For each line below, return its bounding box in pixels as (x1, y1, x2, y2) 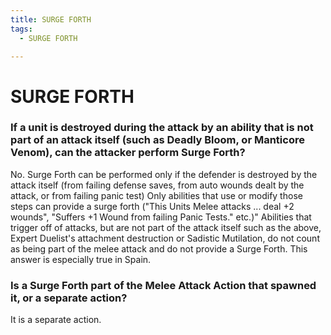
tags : (10, 24, 33, 34)
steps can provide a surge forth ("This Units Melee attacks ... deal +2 (10, 200, 295, 212)
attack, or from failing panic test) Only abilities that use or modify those (10, 189, 303, 201)
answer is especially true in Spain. (10, 253, 152, 265)
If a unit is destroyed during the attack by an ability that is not (10, 121, 314, 135)
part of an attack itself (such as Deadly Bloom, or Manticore (10, 133, 305, 147)
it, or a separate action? (10, 291, 128, 305)
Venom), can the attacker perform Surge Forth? (10, 146, 246, 160)
